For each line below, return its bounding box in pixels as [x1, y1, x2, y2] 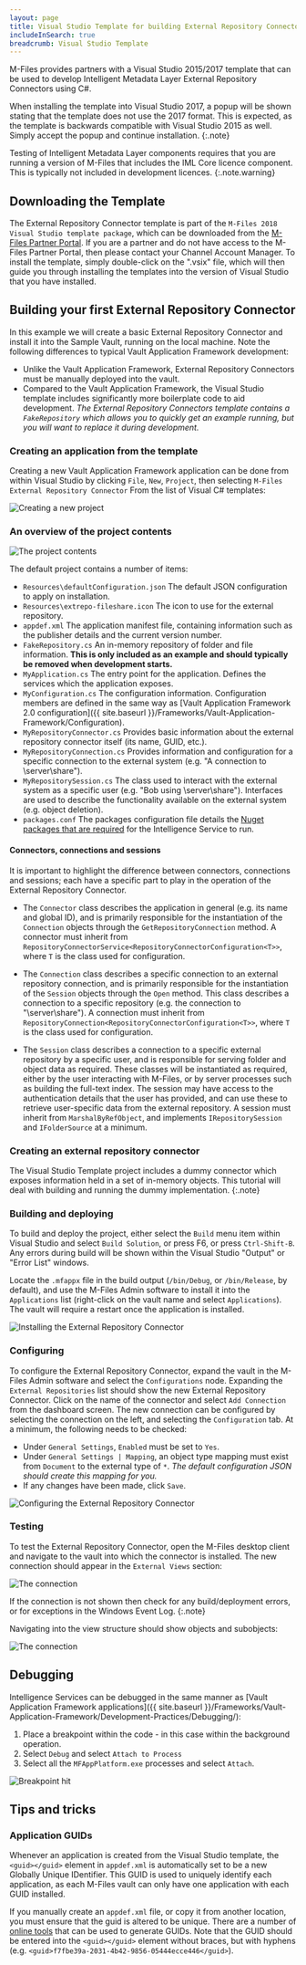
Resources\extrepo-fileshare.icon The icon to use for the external [22, 601, 274, 611]
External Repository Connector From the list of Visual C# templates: [9, 485, 266, 496]
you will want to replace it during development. [22, 422, 199, 433]
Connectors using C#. [9, 83, 92, 94]
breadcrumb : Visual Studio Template [9, 38, 148, 48]
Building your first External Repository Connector [9, 302, 296, 318]
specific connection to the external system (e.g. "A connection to [22, 756, 267, 767]
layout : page [9, 13, 59, 23]
